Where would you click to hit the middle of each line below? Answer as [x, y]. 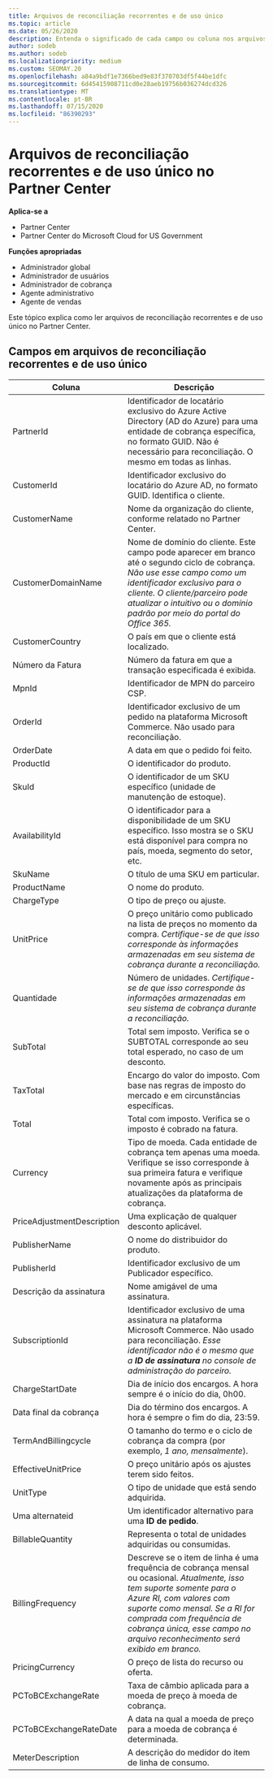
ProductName [39, 887]
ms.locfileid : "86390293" [52, 115]
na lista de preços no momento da [192, 924]
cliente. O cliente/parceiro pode [187, 592]
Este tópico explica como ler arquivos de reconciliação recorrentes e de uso [136, 317]
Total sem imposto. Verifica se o [188, 1031]
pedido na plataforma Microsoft [187, 716]
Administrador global [55, 267]
